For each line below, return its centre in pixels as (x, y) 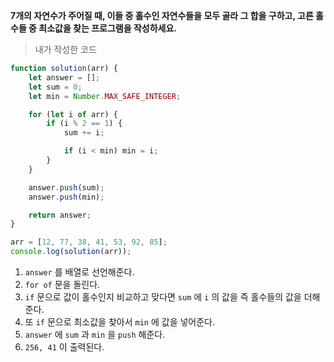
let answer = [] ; (64, 77)
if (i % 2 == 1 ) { (84, 124)
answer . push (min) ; (66, 197)
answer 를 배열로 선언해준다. (79, 272)
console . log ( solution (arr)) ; (71, 252)
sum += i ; (84, 133)
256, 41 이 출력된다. (64, 347)
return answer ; (60, 215)
